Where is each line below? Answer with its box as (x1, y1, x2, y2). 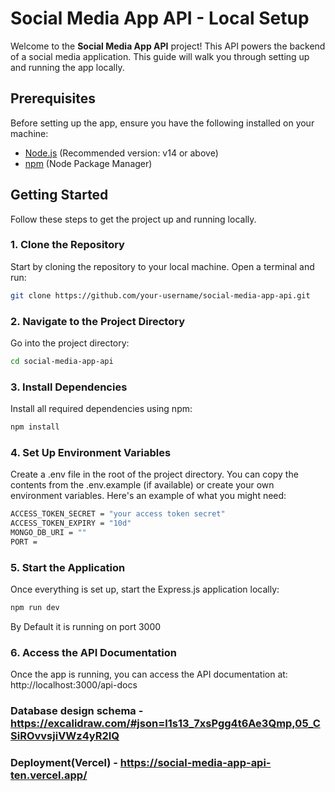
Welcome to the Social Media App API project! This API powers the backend (10, 40, 326, 52)
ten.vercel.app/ (10, 768, 88, 782)
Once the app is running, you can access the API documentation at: (10, 668, 288, 681)
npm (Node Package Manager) (24, 157, 153, 169)
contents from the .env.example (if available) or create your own (10, 479, 275, 491)
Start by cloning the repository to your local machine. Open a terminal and (10, 260, 315, 272)
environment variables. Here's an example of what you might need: (10, 490, 287, 502)
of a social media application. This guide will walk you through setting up (10, 50, 310, 62)
